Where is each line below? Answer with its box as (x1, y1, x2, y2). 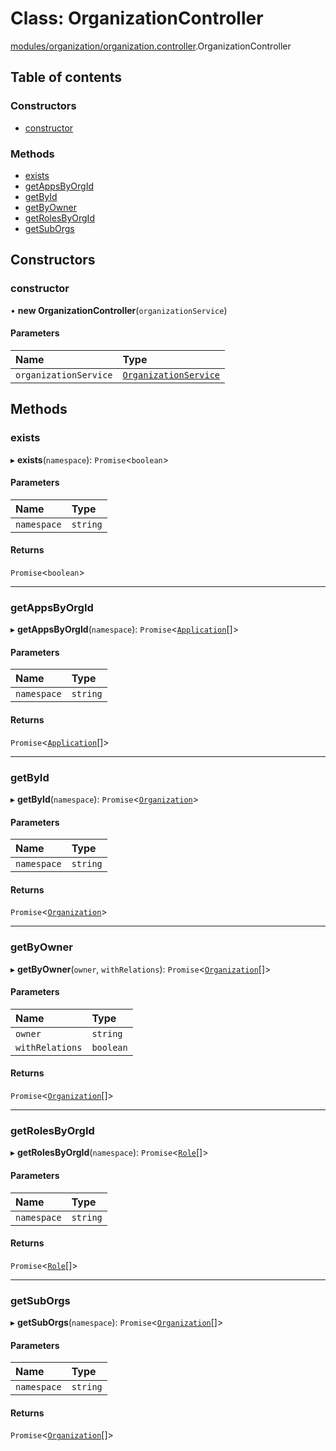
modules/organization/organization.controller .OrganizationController (10, 40, 292, 52)
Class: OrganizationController (10, 7, 264, 30)
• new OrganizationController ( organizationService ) (10, 304, 228, 316)
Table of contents (10, 69, 122, 86)
